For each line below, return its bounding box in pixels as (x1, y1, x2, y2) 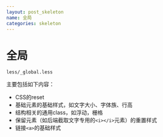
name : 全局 (6, 15, 32, 21)
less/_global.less (6, 69, 53, 75)
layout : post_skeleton (6, 9, 64, 15)
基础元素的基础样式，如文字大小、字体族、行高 (15, 102, 133, 109)
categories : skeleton (6, 20, 61, 26)
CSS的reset (15, 94, 44, 101)
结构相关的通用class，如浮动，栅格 (15, 109, 103, 116)
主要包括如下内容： (6, 81, 55, 88)
